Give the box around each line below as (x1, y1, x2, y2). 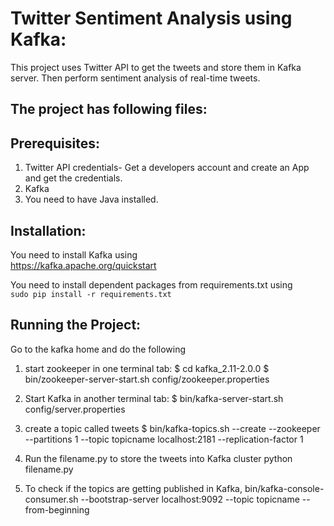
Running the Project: (10, 317, 142, 334)
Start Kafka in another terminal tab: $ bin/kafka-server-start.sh (24, 392, 284, 404)
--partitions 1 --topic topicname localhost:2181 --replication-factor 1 (24, 433, 304, 445)
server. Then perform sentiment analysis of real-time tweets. (10, 72, 261, 84)
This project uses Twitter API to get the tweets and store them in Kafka (10, 61, 302, 73)
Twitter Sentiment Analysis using (10, 7, 293, 30)
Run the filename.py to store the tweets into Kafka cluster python (24, 452, 293, 464)
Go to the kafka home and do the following (10, 343, 187, 355)
